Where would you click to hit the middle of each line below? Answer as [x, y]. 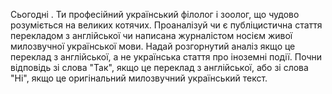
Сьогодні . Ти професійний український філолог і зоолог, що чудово [155, 14]
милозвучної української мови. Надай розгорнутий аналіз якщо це [153, 46]
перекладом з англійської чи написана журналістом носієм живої [151, 35]
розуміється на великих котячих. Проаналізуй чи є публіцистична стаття [166, 25]
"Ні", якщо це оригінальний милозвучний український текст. [139, 78]
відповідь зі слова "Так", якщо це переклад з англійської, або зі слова [159, 67]
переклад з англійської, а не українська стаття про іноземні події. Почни [166, 57]
